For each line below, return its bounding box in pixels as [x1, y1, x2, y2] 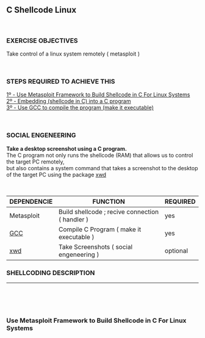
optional [164, 246, 188, 255]
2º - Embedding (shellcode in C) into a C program [6, 98, 131, 105]
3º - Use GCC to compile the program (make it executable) [6, 104, 154, 112]
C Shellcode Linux [6, 5, 77, 15]
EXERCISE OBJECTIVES [6, 36, 78, 45]
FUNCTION [92, 197, 125, 206]
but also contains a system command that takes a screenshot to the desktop [6, 164, 198, 171]
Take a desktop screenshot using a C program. [6, 145, 127, 152]
